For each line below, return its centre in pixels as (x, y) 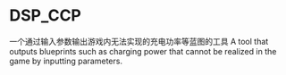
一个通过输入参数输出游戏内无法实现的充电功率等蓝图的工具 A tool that (139, 41)
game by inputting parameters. (66, 61)
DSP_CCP (46, 16)
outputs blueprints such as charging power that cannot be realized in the (143, 51)
